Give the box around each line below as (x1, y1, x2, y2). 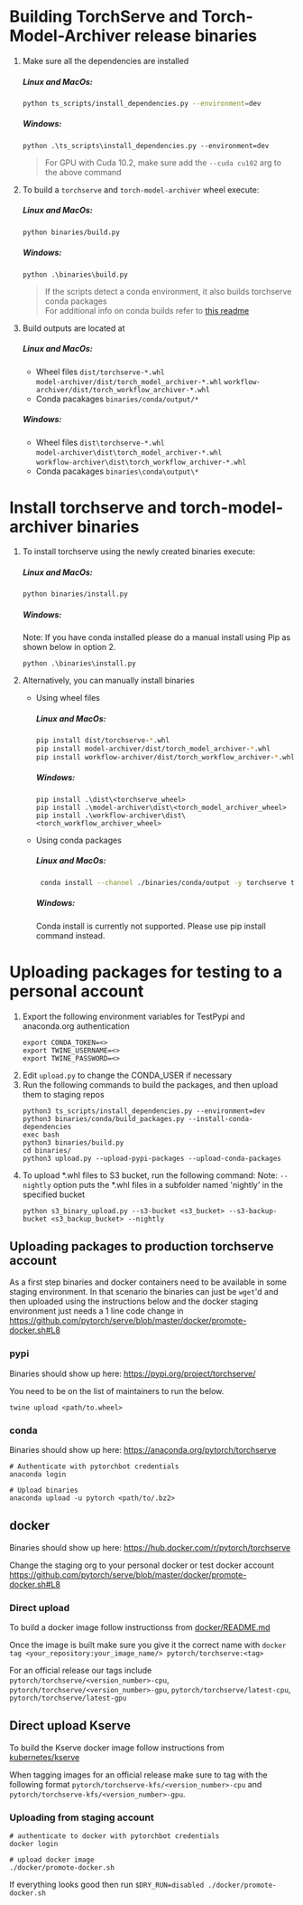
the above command (44, 166, 122, 177)
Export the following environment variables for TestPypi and (22, 1011, 245, 1022)
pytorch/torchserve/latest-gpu (9, 1693, 127, 1703)
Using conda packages (35, 835, 122, 845)
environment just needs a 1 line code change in (9, 1306, 184, 1316)
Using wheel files (35, 693, 101, 703)
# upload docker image (9, 1855, 95, 1864)
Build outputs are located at (22, 323, 125, 334)
